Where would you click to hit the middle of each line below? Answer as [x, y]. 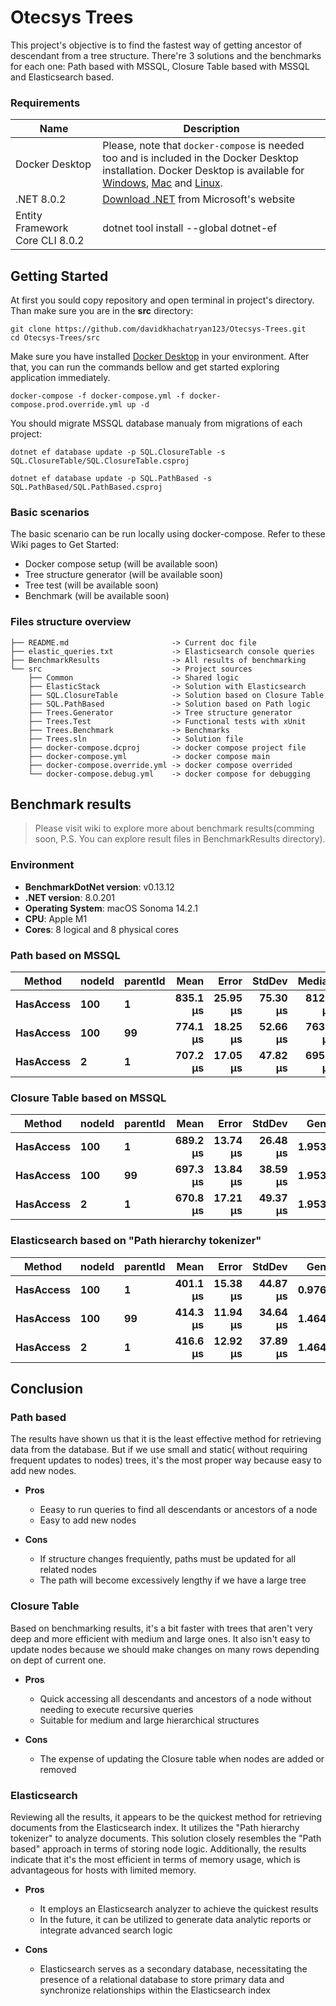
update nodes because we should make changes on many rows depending [165, 1649]
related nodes [68, 1570]
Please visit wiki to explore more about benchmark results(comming [174, 828]
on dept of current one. [58, 1660]
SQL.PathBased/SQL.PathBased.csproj [86, 487]
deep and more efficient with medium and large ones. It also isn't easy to [160, 1638]
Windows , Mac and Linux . [162, 183]
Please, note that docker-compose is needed [203, 146]
